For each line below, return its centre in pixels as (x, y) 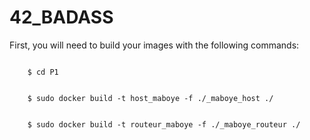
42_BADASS (61, 17)
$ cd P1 (43, 72)
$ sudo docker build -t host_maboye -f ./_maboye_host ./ (150, 98)
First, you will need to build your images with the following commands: (154, 45)
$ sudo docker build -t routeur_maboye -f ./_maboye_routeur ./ (164, 124)
